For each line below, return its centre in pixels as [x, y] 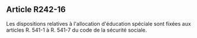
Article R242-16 [36, 10]
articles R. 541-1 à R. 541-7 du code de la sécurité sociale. [77, 30]
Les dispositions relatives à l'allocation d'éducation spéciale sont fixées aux [99, 23]
